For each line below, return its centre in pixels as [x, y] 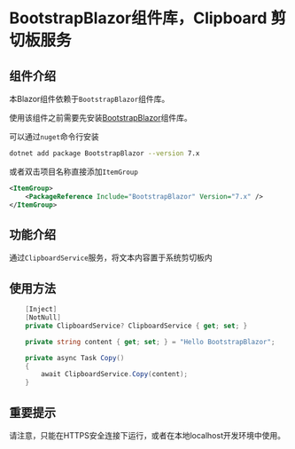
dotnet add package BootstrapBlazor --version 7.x [105, 154]
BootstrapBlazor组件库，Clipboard [138, 18]
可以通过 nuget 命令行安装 [54, 137]
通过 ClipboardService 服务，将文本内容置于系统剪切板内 [111, 257]
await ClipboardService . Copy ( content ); [115, 374]
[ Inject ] [41, 310]
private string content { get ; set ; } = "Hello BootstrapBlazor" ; [150, 342]
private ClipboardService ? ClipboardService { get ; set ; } [136, 326]
